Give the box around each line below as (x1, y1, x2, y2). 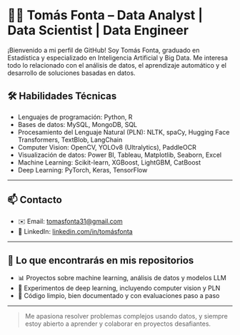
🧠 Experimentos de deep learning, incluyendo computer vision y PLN (17, 284, 221, 292)
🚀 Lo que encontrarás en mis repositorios (7, 254, 194, 267)
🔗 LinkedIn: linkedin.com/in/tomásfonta (17, 227, 134, 235)
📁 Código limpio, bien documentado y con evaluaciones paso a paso (17, 292, 220, 300)
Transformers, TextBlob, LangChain (17, 135, 123, 144)
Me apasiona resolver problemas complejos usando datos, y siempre (24, 312, 229, 321)
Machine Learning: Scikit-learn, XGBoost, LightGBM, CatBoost (17, 158, 201, 167)
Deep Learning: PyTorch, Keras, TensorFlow (17, 165, 148, 174)
